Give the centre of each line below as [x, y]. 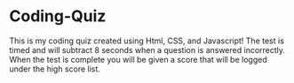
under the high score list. [55, 69]
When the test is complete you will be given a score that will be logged [139, 59]
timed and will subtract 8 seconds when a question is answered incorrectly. [147, 49]
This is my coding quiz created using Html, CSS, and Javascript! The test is [147, 41]
